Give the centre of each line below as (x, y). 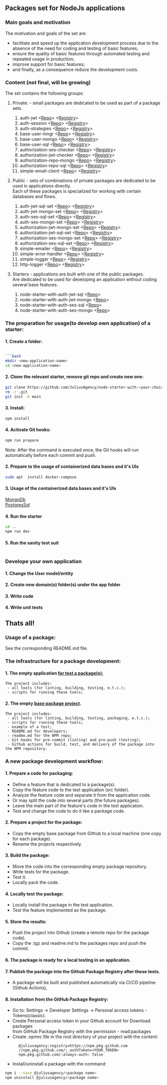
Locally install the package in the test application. (63, 905)
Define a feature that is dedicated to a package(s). (64, 784)
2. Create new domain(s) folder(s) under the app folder (63, 585)
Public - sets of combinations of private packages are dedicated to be (84, 180)
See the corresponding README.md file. (46, 649)
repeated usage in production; (43, 59)
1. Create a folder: (24, 341)
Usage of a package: (31, 637)
